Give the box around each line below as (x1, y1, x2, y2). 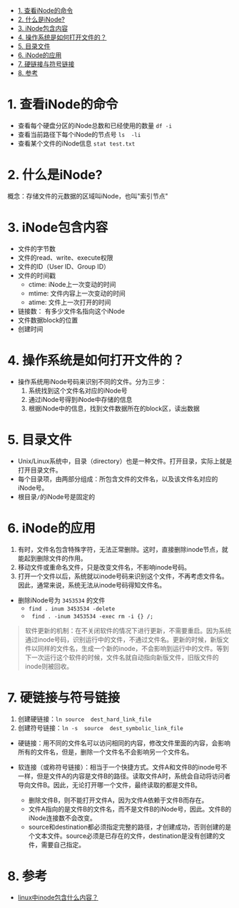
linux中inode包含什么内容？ (17, 893, 98, 902)
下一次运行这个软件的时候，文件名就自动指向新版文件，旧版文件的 (24, 652, 219, 662)
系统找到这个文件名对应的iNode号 (28, 386, 128, 395)
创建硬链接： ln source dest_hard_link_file (17, 715, 152, 723)
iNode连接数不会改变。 (28, 813, 96, 822)
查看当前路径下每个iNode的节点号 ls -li (17, 130, 141, 138)
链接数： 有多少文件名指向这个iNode (17, 306, 125, 316)
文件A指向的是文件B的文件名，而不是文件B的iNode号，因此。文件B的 (28, 804, 232, 813)
